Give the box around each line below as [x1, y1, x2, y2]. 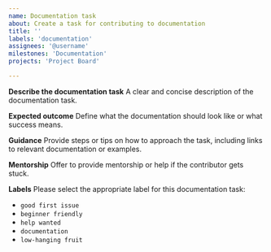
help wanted [20, 219, 61, 227]
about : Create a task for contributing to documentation [8, 20, 206, 28]
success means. [8, 119, 63, 129]
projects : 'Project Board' [8, 58, 100, 66]
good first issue [20, 201, 80, 210]
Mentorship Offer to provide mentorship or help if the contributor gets [8, 159, 244, 169]
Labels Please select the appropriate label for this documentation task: [8, 184, 246, 193]
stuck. [8, 168, 29, 178]
